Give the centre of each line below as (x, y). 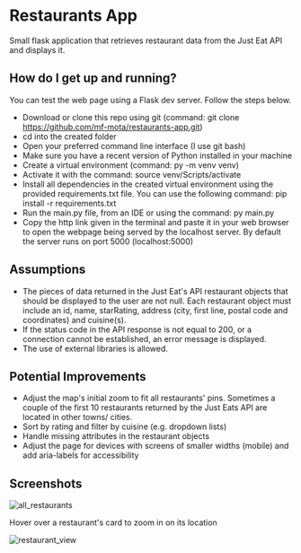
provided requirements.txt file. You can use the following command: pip (155, 193)
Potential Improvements (78, 377)
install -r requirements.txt (69, 203)
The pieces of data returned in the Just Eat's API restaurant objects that (155, 291)
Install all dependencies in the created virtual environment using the (148, 184)
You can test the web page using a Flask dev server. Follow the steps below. (150, 100)
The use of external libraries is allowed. (95, 348)
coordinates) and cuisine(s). (74, 320)
